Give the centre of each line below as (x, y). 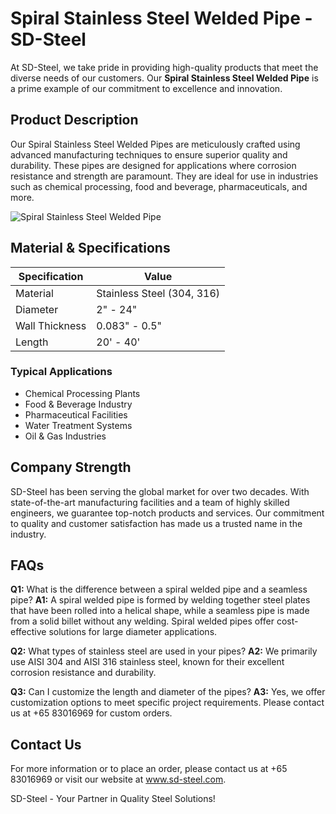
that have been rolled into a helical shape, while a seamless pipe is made (160, 611)
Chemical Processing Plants (82, 393)
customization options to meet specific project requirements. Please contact (167, 703)
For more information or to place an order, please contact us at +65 (149, 769)
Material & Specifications (90, 248)
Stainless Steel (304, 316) (158, 293)
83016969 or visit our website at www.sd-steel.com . (118, 779)
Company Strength (71, 467)
